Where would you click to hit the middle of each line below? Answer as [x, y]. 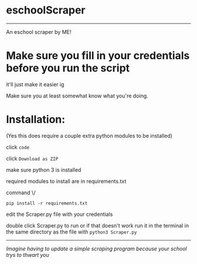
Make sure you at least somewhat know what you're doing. [77, 96]
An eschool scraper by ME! [39, 32]
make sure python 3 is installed [44, 170]
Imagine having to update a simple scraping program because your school [96, 248]
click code [18, 147]
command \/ [21, 192]
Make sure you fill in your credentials [98, 56]
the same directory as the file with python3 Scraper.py [72, 232]
